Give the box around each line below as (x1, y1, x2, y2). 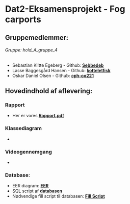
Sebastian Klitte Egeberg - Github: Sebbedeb (12, 62, 104, 68)
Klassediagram (5, 125, 42, 132)
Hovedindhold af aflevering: (5, 87, 93, 95)
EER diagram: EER (12, 183, 49, 189)
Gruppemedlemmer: (5, 33, 69, 42)
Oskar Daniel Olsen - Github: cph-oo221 (12, 73, 94, 78)
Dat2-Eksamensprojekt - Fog (5, 3, 126, 15)
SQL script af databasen (12, 188, 62, 194)
